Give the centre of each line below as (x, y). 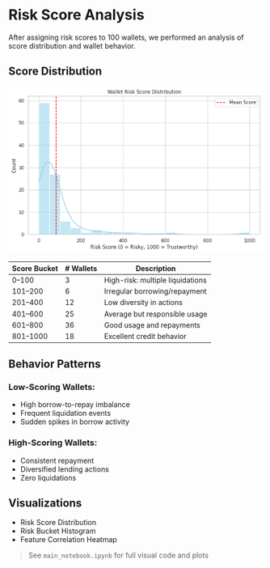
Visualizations (45, 503)
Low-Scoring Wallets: (52, 387)
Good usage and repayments (152, 324)
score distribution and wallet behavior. (72, 45)
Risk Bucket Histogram (58, 531)
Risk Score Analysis (76, 15)
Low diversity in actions (143, 303)
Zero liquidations (48, 477)
